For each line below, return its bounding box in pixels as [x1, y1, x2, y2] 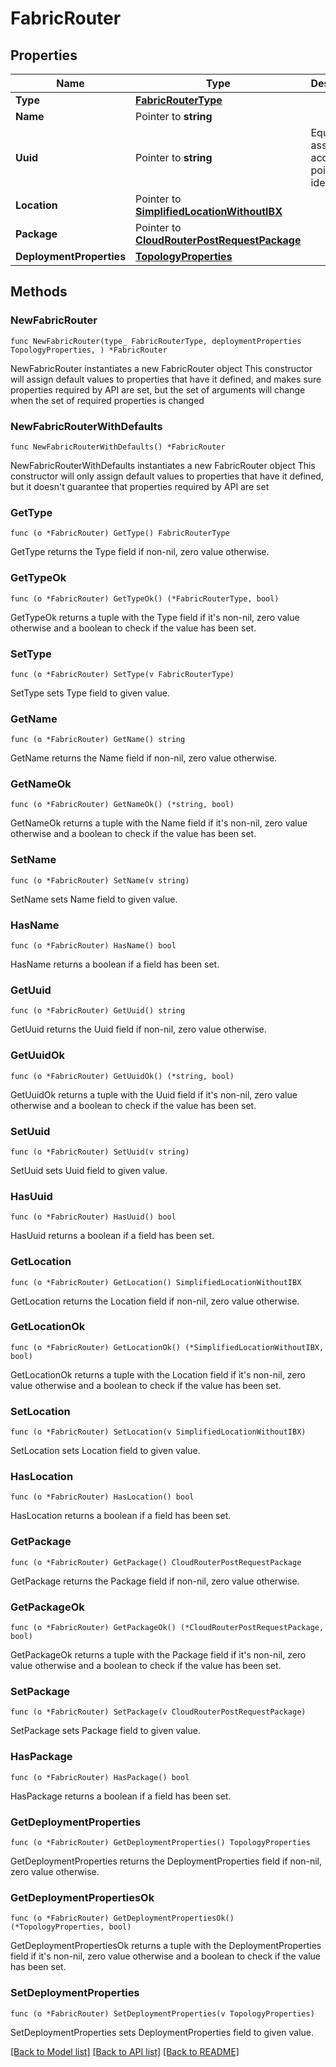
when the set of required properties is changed [10, 394, 205, 406]
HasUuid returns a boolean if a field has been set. [10, 1230, 215, 1242]
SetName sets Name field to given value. [10, 893, 178, 905]
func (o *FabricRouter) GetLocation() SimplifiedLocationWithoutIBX [10, 1277, 302, 1287]
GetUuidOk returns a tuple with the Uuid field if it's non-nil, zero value [10, 1088, 298, 1101]
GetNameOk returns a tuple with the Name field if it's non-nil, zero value [10, 817, 308, 829]
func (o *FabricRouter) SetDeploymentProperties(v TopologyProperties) [10, 2008, 315, 2019]
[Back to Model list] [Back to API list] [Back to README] [10, 2045, 240, 2057]
